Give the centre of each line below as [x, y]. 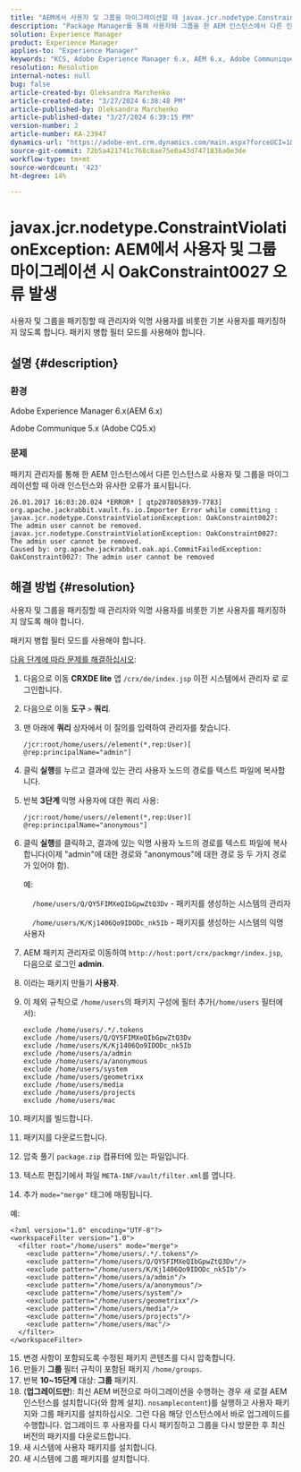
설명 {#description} [64, 363]
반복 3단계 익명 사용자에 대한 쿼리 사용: [91, 800]
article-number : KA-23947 [58, 134]
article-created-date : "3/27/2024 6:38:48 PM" [98, 101]
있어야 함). [51, 865]
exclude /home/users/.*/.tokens [83, 1030]
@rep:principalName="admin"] [77, 752]
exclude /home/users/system [75, 1069]
